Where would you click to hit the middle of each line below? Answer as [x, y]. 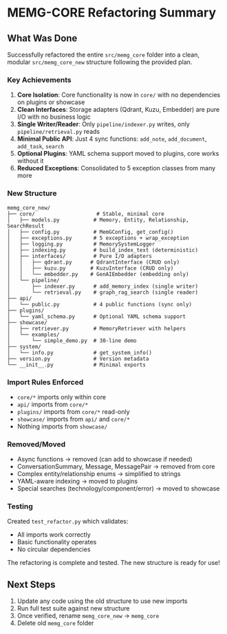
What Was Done [42, 38]
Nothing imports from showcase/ [62, 426]
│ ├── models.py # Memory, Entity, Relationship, [98, 220]
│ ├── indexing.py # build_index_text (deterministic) [102, 250]
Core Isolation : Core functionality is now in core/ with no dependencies [119, 95]
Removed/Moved [36, 444]
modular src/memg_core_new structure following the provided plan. [100, 62]
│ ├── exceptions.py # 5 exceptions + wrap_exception [98, 238]
